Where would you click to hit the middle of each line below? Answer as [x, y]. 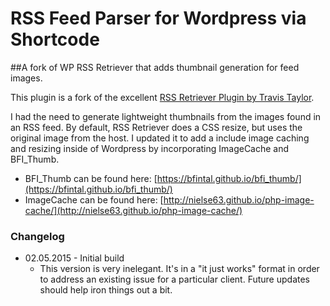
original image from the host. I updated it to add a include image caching [160, 138]
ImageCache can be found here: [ [94, 199]
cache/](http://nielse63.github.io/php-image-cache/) [133, 210]
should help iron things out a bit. [106, 290]
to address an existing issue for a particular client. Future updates [174, 279]
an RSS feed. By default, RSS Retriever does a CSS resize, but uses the [156, 127]
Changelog [37, 236]
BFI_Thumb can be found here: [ [91, 178]
